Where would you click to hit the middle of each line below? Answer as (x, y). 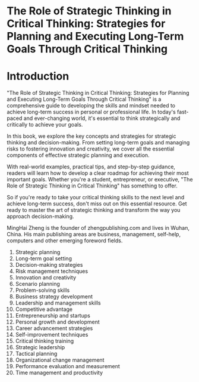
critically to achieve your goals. (45, 125)
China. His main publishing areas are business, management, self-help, (94, 235)
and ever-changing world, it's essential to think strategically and (102, 118)
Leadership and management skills (58, 303)
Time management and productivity (59, 373)
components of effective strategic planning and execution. (78, 155)
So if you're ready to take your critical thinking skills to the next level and (96, 198)
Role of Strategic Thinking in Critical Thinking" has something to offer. (92, 186)
